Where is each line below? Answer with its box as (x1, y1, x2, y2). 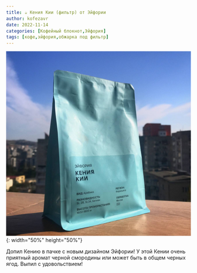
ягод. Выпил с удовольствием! (6, 261, 83, 268)
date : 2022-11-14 (6, 22, 49, 28)
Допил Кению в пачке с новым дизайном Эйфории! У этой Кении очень (6, 248, 186, 255)
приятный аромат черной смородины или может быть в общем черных (6, 254, 186, 261)
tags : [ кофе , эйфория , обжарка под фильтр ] (6, 34, 109, 40)
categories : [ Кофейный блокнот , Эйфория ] (6, 28, 107, 34)
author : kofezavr (6, 15, 49, 22)
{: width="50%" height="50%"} (6, 237, 83, 244)
